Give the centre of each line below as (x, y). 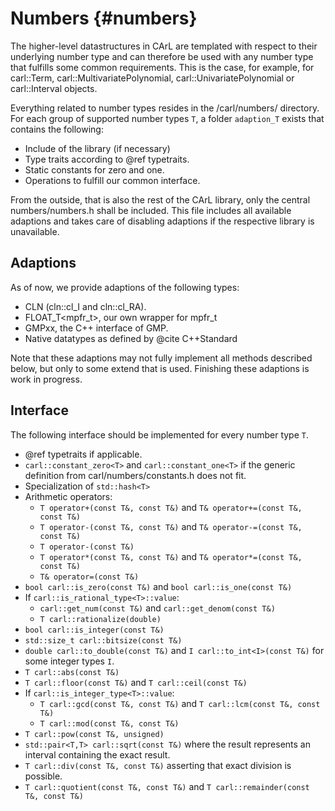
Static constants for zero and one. (94, 169)
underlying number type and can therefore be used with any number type (162, 56)
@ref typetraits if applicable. (83, 454)
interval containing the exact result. (97, 754)
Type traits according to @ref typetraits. (107, 159)
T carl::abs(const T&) (72, 672)
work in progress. (46, 379)
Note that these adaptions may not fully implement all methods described (161, 358)
